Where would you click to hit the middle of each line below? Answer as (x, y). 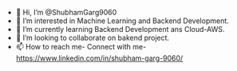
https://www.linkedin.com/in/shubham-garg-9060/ (99, 58)
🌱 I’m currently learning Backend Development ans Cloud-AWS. (120, 29)
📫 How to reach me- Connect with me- (81, 47)
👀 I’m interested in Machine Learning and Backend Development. (122, 21)
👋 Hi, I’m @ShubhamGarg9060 (66, 12)
